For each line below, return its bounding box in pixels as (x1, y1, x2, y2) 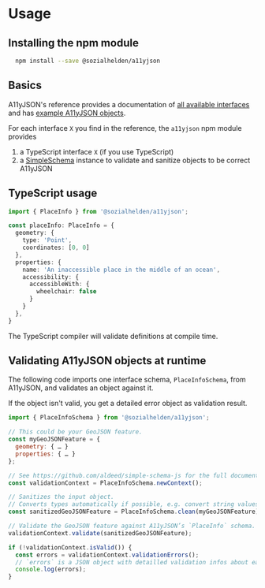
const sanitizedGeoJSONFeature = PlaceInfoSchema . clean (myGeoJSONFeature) (8, 508, 259, 516)
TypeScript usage (8, 187, 98, 200)
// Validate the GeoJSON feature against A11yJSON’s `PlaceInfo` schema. (8, 522, 256, 530)
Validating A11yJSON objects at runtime (8, 354, 207, 367)
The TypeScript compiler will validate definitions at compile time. (8, 331, 218, 341)
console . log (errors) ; (15, 565, 87, 574)
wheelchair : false (36, 288, 97, 296)
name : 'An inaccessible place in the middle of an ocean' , (22, 266, 221, 274)
